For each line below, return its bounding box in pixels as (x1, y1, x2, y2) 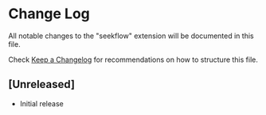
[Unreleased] (8, 78, 76, 91)
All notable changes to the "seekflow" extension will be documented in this (8, 31, 254, 40)
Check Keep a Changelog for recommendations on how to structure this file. (8, 55, 259, 64)
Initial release (19, 98, 64, 108)
